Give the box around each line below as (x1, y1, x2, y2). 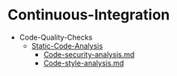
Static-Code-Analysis (31, 40, 103, 50)
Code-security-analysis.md (43, 49, 135, 59)
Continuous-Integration (7, 6, 171, 24)
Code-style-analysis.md (43, 58, 124, 68)
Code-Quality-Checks (19, 32, 93, 42)
